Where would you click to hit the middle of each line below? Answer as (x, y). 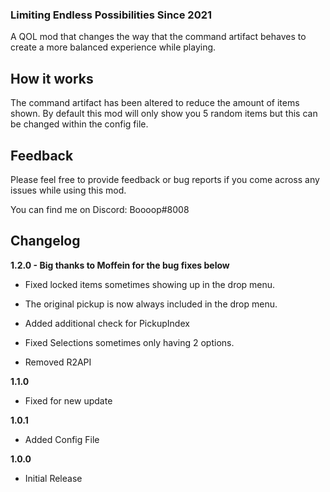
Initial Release (53, 478)
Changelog (45, 241)
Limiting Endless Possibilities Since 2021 (111, 15)
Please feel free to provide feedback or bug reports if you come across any (165, 179)
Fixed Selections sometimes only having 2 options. (129, 342)
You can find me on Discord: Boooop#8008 (100, 209)
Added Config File (62, 439)
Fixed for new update (68, 400)
